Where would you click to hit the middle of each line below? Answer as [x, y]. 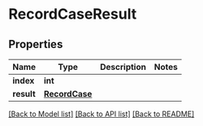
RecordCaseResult [73, 14]
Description [123, 67]
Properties [36, 44]
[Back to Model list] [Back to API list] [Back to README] [101, 114]
